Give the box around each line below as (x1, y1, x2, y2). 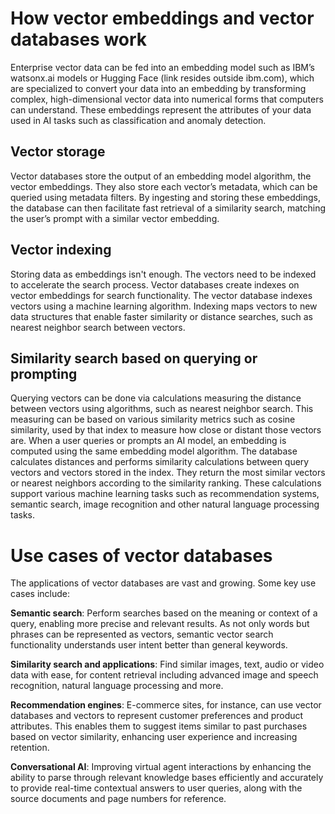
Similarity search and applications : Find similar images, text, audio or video (10, 658, 325, 671)
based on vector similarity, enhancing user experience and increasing (10, 731, 298, 743)
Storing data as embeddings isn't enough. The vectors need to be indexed (10, 268, 317, 280)
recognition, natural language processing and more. (10, 680, 224, 692)
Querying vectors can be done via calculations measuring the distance (10, 392, 302, 404)
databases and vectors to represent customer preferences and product (10, 710, 304, 722)
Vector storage (10, 143, 106, 161)
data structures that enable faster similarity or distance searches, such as (10, 310, 313, 322)
